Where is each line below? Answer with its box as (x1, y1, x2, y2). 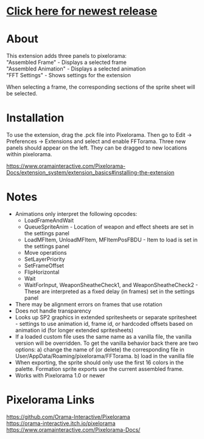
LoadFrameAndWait (24, 217, 74, 224)
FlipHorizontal (24, 269, 60, 275)
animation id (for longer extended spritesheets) (15, 327, 134, 334)
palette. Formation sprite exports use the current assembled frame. (15, 365, 184, 372)
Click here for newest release (6, 4, 158, 18)
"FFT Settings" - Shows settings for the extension (6, 72, 131, 79)
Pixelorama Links (6, 393, 95, 407)
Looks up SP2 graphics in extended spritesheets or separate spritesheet (15, 314, 197, 320)
